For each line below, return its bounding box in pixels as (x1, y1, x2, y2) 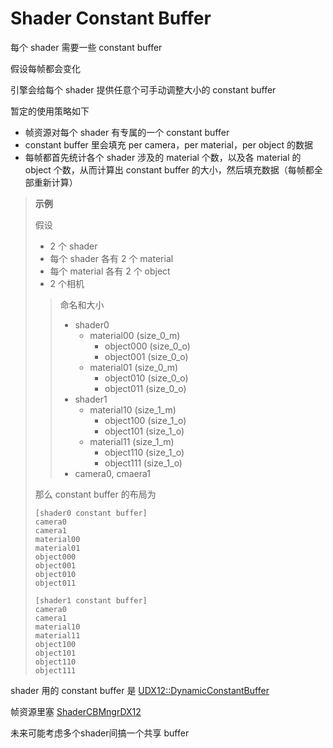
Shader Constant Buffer (10, 7, 212, 30)
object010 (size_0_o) (104, 372, 189, 384)
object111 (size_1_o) (104, 457, 183, 469)
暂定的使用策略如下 (10, 105, 90, 117)
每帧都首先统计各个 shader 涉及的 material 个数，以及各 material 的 (24, 151, 302, 163)
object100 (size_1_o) (104, 414, 187, 426)
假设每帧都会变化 (10, 62, 81, 74)
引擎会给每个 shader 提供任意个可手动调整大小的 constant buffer (10, 83, 277, 96)
